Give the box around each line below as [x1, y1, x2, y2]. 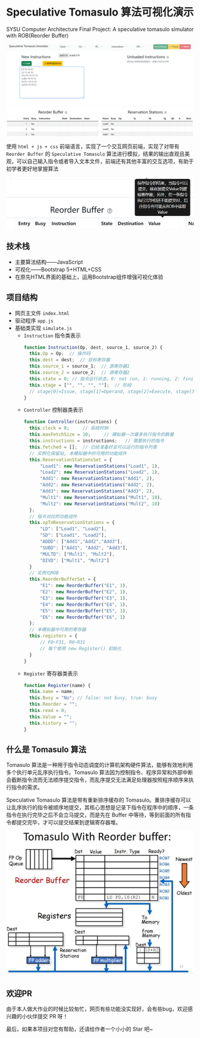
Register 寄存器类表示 [23, 670, 79, 677]
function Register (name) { [23, 682, 91, 688]
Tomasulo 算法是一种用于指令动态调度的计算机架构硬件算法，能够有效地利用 [6, 762, 193, 769]
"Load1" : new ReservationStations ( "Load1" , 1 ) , [39, 463, 160, 469]
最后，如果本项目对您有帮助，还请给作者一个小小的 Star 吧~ [6, 1025, 153, 1033]
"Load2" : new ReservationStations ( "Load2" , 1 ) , [39, 469, 160, 475]
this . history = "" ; [29, 720, 77, 726]
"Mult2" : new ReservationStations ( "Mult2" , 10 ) [39, 501, 160, 507]
